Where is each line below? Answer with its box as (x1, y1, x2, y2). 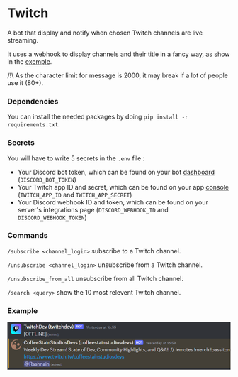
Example (7, 305, 38, 315)
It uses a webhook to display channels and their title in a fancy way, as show (7, 50, 230, 58)
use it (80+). (7, 78, 44, 87)
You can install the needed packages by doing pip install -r (7, 112, 189, 121)
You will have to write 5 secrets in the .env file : (7, 154, 145, 163)
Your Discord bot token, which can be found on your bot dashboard (17, 168, 215, 176)
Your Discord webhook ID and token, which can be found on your (17, 197, 209, 207)
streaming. (7, 35, 39, 44)
